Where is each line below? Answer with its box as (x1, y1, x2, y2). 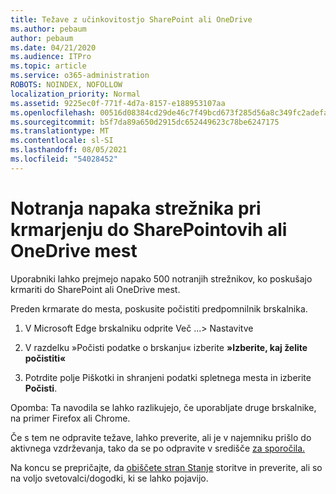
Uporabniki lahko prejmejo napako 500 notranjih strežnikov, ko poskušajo (10, 272, 313, 285)
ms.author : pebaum (10, 24, 87, 34)
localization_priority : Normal (10, 89, 141, 99)
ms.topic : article (10, 61, 87, 71)
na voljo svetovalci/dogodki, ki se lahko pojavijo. (10, 472, 209, 484)
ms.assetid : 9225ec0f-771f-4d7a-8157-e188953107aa (10, 98, 226, 108)
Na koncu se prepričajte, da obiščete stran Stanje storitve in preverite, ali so (10, 461, 323, 473)
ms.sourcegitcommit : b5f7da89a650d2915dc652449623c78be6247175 (10, 117, 280, 127)
